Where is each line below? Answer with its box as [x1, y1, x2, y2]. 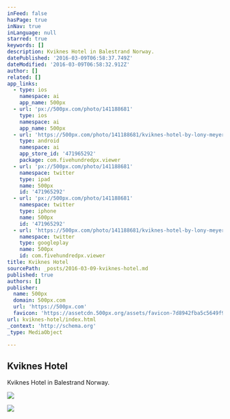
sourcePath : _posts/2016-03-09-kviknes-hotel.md [7, 265, 149, 272]
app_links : [7, 80, 38, 87]
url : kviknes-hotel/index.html [7, 316, 97, 323]
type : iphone [19, 208, 57, 215]
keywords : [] [7, 42, 44, 49]
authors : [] [7, 278, 41, 285]
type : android [19, 138, 60, 145]
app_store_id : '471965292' [19, 150, 97, 158]
